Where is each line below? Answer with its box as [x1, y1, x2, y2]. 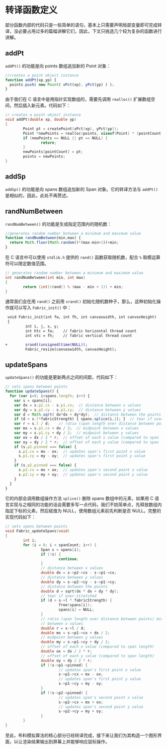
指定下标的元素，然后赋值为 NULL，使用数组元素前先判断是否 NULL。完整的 [5, 508, 162, 514]
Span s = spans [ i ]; [40, 547, 81, 552]
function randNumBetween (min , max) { [5, 236, 81, 241]
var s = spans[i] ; [14, 398, 52, 403]
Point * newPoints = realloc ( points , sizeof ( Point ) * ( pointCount [23, 131, 162, 136]
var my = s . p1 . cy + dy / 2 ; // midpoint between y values [14, 430, 139, 435]
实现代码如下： [5, 514, 36, 520]
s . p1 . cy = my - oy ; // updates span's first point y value [18, 453, 146, 459]
